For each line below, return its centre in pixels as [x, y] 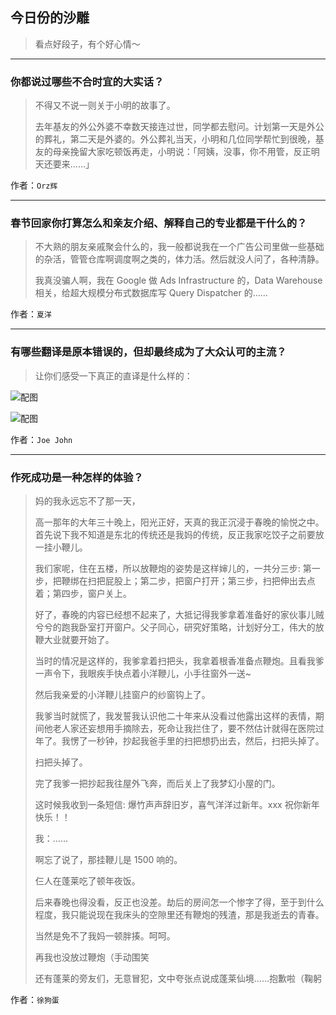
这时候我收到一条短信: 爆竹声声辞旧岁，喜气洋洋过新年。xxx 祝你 [168, 804]
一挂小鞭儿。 [61, 547]
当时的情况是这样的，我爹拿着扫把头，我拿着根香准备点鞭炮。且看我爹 [179, 661]
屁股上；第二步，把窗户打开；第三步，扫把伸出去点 [210, 581]
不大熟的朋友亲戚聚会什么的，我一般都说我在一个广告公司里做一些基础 [179, 247]
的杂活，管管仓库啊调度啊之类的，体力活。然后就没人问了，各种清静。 [179, 259]
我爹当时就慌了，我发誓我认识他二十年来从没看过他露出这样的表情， [175, 716]
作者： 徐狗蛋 [35, 999]
